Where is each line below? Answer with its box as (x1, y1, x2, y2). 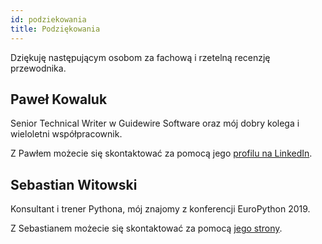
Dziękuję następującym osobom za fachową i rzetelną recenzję (10, 51, 271, 63)
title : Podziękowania (10, 24, 101, 34)
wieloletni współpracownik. (10, 128, 123, 140)
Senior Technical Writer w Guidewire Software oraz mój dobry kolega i (10, 117, 300, 130)
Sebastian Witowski (10, 176, 138, 193)
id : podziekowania (10, 14, 87, 25)
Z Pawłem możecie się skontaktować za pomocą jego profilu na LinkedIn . (10, 147, 313, 160)
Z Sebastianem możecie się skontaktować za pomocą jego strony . (10, 222, 283, 235)
